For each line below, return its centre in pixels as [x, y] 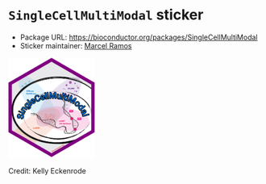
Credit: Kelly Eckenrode [47, 170]
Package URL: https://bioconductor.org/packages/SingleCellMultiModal [139, 37]
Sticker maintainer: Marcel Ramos [76, 45]
